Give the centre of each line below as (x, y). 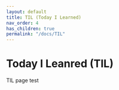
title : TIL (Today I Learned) (44, 17)
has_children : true (30, 28)
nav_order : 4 (22, 23)
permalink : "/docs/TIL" (36, 34)
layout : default (26, 12)
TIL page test (22, 80)
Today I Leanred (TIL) (60, 64)
